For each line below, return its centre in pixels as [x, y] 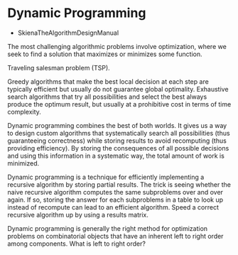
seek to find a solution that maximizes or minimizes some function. [105, 54]
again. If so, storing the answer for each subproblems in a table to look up [115, 200]
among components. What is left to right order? [76, 244]
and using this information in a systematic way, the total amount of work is [116, 156]
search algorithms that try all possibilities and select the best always [107, 97]
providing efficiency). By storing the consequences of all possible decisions [118, 148]
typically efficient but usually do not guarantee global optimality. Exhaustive [118, 89]
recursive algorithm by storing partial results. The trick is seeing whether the [119, 184]
